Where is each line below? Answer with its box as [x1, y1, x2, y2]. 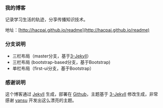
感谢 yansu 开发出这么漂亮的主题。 [5, 97, 77, 103]
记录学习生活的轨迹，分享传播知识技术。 [5, 16, 88, 23]
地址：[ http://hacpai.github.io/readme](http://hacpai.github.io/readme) [5, 27, 150, 33]
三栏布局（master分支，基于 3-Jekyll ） [12, 53, 91, 59]
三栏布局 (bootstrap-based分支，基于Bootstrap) [12, 59, 111, 65]
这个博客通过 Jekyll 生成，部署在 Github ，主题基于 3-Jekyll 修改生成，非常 [5, 91, 158, 97]
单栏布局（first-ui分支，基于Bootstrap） [12, 65, 94, 71]
